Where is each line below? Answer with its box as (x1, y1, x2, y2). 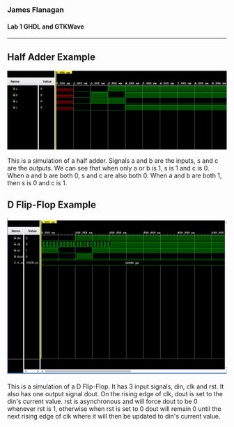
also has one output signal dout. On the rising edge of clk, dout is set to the (7, 390, 224, 398)
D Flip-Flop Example (7, 199, 96, 211)
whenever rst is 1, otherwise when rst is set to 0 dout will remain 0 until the (7, 405, 221, 413)
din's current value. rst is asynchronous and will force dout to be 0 (7, 397, 198, 406)
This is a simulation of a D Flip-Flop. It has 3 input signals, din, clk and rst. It (7, 382, 224, 391)
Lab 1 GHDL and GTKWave (7, 22, 85, 31)
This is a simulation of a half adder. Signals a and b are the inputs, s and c (7, 157, 219, 165)
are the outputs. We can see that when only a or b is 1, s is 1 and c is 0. (7, 164, 210, 173)
